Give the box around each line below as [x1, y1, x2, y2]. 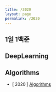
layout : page [5, 12, 31, 16]
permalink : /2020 [5, 16, 40, 21]
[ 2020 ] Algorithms [12, 81, 51, 87]
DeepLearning [5, 52, 49, 61]
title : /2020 [5, 7, 31, 12]
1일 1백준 [5, 35, 30, 44]
